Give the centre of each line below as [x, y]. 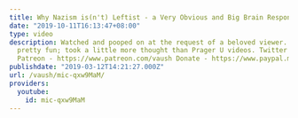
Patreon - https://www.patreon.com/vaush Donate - [113, 59]
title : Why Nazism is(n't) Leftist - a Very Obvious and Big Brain [137, 17]
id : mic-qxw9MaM [55, 100]
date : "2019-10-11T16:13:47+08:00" [75, 26]
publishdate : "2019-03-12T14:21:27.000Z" [87, 67]
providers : [29, 83]
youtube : [33, 91]
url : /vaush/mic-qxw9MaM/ [57, 75]
